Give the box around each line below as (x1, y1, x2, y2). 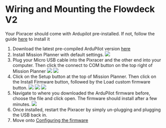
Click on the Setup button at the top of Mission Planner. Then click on (12, 73, 156, 79)
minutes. (12, 101, 31, 107)
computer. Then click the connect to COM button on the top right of (12, 62, 153, 68)
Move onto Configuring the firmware (12, 117, 89, 123)
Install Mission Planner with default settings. (12, 51, 104, 57)
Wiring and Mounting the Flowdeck (5, 3, 155, 15)
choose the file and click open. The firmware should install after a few (12, 95, 157, 101)
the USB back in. (12, 111, 48, 118)
